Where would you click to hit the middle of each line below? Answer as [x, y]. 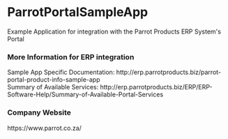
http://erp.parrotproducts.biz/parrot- [169, 72]
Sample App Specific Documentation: [61, 72]
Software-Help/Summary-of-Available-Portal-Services [85, 94]
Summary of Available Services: [53, 87]
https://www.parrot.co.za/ [45, 128]
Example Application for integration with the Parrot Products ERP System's [114, 31]
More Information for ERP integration [71, 57]
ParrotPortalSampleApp [78, 12]
